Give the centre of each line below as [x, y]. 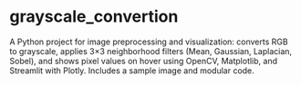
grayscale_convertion [94, 17]
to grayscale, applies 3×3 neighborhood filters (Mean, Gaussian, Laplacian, [151, 51]
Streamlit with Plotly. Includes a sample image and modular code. [132, 71]
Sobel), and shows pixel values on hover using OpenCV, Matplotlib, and [144, 61]
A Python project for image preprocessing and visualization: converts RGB [149, 42]
